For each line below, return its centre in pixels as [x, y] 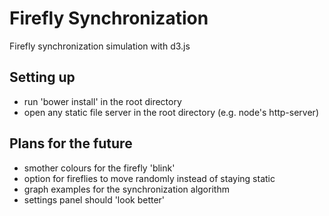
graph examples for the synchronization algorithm [126, 189]
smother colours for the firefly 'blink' [99, 168]
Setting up [42, 77]
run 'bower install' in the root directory [102, 101]
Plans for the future [71, 143]
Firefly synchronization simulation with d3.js [100, 46]
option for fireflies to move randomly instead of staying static [149, 178]
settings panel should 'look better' [94, 199]
